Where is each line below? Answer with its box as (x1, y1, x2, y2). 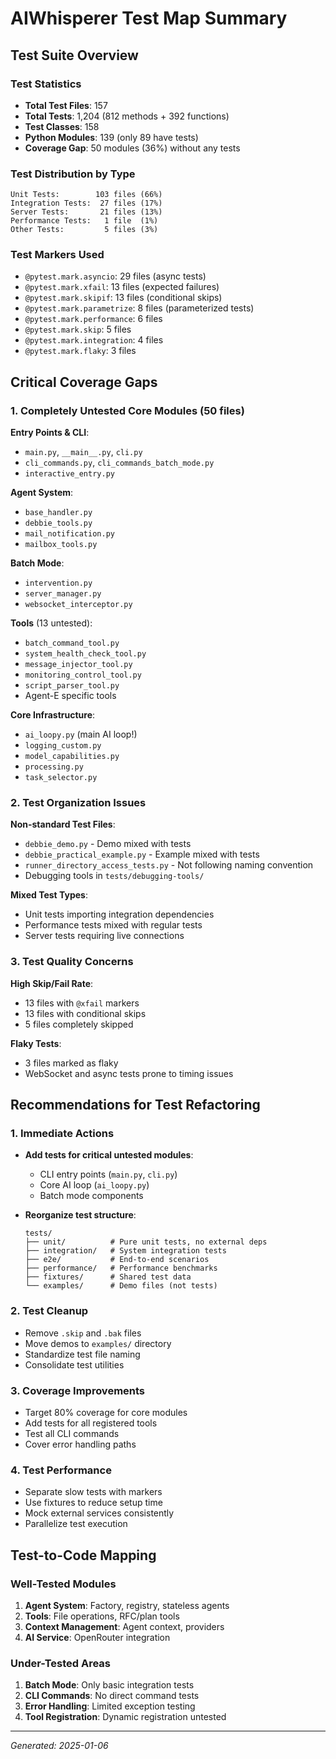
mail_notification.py (24, 529, 115, 539)
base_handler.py (24, 508, 93, 518)
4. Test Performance (10, 1463, 112, 1477)
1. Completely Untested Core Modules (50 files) (10, 403, 245, 417)
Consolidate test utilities (24, 1358, 125, 1371)
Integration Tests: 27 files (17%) (10, 198, 163, 209)
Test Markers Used (10, 248, 105, 262)
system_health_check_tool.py (24, 649, 147, 659)
